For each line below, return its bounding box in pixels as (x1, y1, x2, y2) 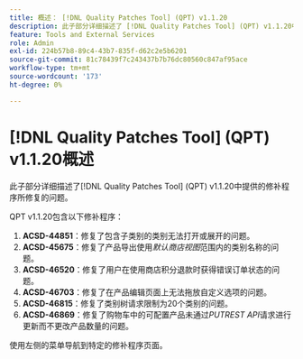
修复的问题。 (24, 191, 73, 203)
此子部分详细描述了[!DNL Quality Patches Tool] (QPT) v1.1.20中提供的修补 (9, 180, 282, 191)
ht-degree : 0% (9, 80, 63, 89)
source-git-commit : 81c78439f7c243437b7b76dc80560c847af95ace (9, 55, 248, 64)
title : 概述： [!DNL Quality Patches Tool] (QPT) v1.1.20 (9, 13, 228, 23)
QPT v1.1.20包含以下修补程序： (9, 211, 124, 222)
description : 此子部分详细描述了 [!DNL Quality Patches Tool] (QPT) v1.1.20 (9, 22, 292, 31)
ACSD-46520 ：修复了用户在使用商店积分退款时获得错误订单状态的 (22, 263, 272, 275)
